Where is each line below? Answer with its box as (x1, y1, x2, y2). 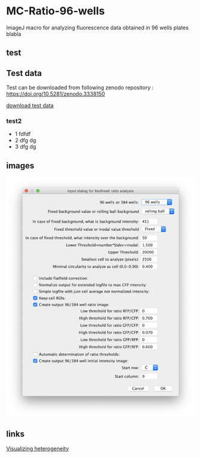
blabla (6, 30, 22, 37)
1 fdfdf (14, 131, 31, 138)
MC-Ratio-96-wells (6, 4, 105, 18)
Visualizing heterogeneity (6, 445, 69, 452)
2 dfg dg (14, 137, 37, 144)
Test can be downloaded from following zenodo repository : (6, 84, 154, 91)
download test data (6, 102, 54, 109)
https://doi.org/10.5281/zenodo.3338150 (6, 90, 105, 98)
